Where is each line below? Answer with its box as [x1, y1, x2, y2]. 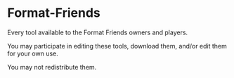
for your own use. [7, 49, 58, 58]
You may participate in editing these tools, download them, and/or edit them [7, 41, 227, 50]
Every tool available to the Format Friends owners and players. [7, 28, 188, 37]
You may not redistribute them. [7, 63, 97, 71]
